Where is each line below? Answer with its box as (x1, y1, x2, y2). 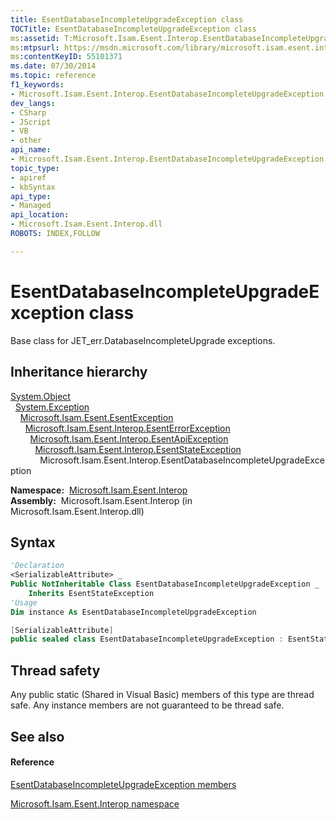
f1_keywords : (10, 80, 65, 90)
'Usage (10, 597, 38, 608)
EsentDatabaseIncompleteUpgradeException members (10, 778, 237, 790)
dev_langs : (10, 98, 56, 108)
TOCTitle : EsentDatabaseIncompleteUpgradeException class (10, 24, 257, 34)
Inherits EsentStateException (28, 588, 155, 598)
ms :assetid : (10, 33, 60, 43)
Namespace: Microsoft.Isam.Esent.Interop (10, 484, 188, 496)
